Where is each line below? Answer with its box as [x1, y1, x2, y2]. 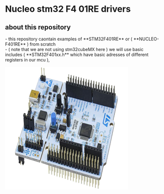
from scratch [29, 41, 56, 47]
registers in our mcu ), [5, 57, 50, 62]
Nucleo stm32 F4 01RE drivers [5, 3, 131, 15]
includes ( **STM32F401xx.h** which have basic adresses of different [5, 52, 149, 57]
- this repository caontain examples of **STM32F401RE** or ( [5, 36, 133, 42]
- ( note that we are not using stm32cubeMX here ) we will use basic [5, 47, 144, 52]
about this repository [5, 23, 71, 31]
